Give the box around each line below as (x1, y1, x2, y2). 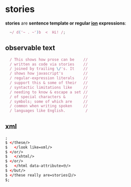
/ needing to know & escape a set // (9, 89, 88, 95)
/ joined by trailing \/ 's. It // (9, 66, 88, 71)
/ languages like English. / (9, 108, 88, 113)
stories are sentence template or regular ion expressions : (5, 20, 127, 26)
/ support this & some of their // (9, 80, 88, 85)
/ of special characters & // (9, 94, 88, 99)
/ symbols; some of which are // (9, 99, 88, 104)
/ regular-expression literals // (9, 76, 88, 81)
